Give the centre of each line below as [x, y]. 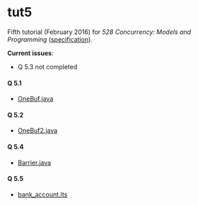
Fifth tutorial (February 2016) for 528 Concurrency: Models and [99, 32]
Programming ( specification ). [50, 39]
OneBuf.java [35, 99]
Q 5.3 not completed [47, 66]
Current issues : [31, 53]
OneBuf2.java [37, 131]
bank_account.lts [42, 194]
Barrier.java [34, 163]
